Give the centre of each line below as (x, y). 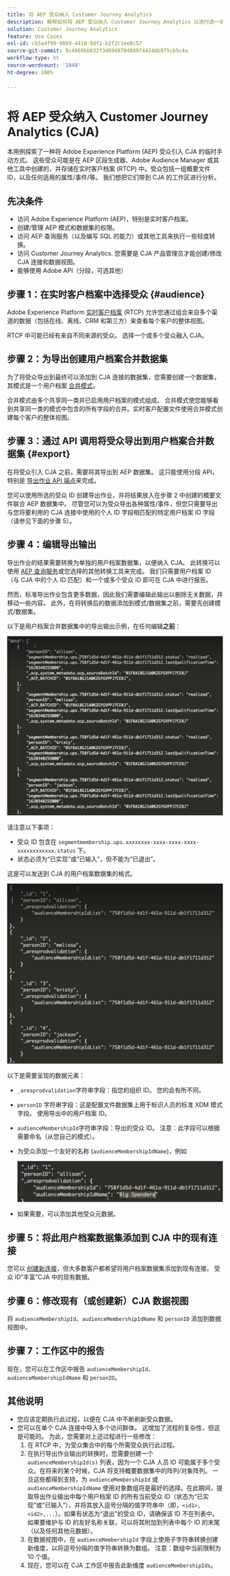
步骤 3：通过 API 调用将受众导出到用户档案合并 (106, 441)
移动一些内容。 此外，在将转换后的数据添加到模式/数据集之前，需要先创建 (111, 603)
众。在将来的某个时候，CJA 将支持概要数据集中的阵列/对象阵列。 (119, 1470)
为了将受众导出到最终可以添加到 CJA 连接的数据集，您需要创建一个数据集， (114, 377)
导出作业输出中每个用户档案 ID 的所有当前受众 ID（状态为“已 (118, 1496)
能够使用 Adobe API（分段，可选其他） (72, 271)
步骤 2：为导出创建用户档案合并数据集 (88, 359)
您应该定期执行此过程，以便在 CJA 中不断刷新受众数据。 (97, 1419)
